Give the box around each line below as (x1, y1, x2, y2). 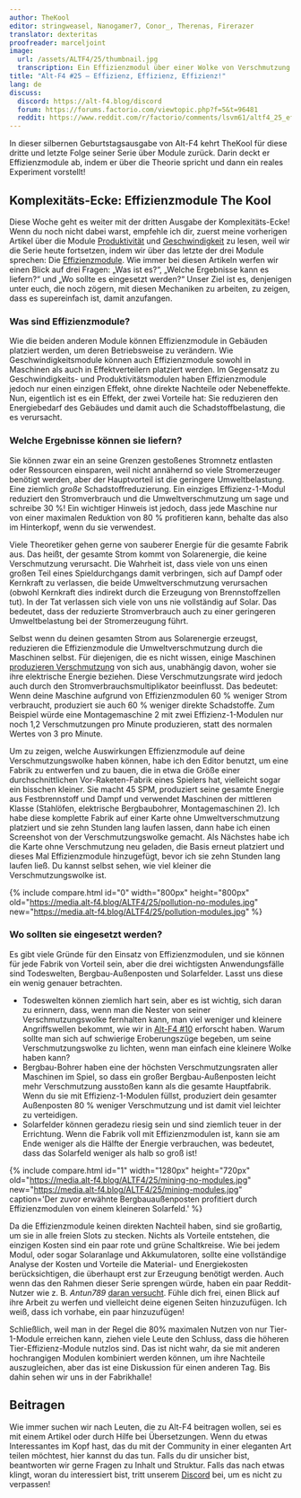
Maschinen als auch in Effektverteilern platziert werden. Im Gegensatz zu (9, 365, 279, 375)
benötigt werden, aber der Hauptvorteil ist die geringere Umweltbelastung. (9, 473, 285, 485)
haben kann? (21, 1052, 71, 1062)
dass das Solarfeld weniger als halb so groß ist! (21, 1147, 197, 1159)
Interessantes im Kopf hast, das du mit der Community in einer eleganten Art (9, 1441, 292, 1451)
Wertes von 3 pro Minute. (9, 728, 103, 739)
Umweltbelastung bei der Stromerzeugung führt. (9, 615, 189, 626)
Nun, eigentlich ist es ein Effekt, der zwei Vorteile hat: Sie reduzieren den (9, 392, 279, 404)
